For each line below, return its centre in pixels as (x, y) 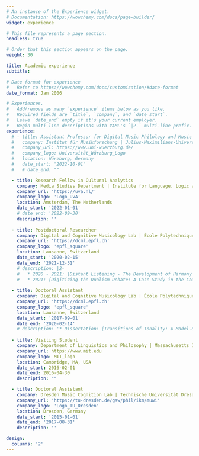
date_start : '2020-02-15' (49, 258)
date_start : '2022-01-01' (49, 208)
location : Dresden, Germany (51, 411)
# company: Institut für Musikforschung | (67, 142)
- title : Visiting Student (45, 340)
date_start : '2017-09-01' (49, 318)
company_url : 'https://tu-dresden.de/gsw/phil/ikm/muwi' (89, 400)
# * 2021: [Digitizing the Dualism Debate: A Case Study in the (100, 280)
